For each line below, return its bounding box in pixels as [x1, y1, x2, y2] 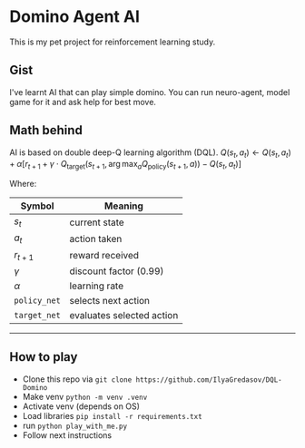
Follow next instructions [22, 429, 112, 441]
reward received [69, 249, 139, 262]
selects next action [69, 294, 151, 307]
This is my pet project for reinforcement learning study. [9, 36, 216, 47]
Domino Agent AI [9, 6, 141, 27]
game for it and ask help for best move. [9, 96, 157, 107]
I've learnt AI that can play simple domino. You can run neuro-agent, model [9, 86, 290, 97]
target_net [14, 310, 61, 320]
